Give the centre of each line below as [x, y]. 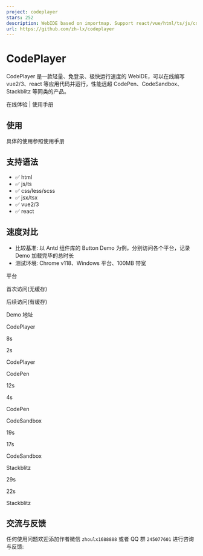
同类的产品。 [53, 92]
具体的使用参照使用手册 [35, 141]
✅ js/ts [23, 184]
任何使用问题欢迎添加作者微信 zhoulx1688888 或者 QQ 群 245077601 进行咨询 [100, 539]
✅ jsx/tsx [26, 197]
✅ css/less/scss [35, 190]
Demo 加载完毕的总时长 [44, 255]
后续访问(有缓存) [27, 301]
